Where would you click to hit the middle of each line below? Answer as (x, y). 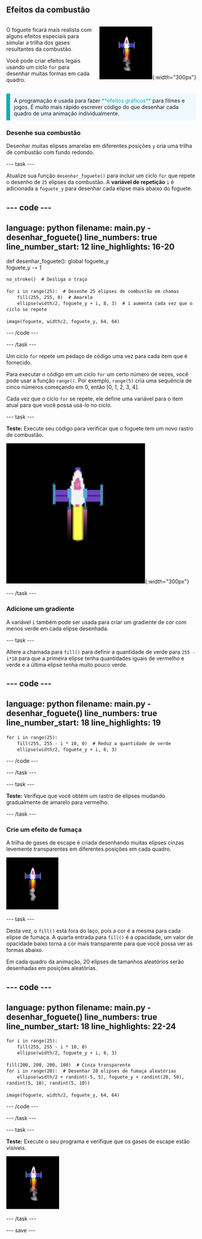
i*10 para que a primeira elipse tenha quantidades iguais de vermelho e (95, 658)
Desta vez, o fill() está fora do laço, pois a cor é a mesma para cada (93, 931)
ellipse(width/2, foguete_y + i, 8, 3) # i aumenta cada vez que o (105, 304)
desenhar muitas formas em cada (48, 73)
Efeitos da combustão (48, 10)
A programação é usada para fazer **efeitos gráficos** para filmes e (99, 100)
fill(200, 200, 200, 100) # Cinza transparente (68, 1065)
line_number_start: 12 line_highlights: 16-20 (90, 247)
